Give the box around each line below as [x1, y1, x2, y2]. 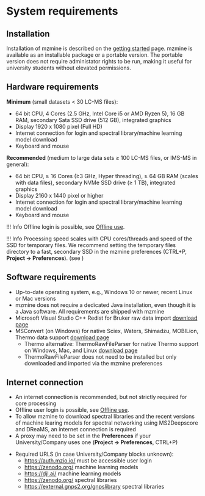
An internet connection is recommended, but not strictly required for [15, 394, 187, 401]
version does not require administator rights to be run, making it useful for [6, 58, 192, 65]
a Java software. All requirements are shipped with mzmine [15, 307, 165, 315]
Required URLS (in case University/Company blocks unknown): [15, 450, 174, 458]
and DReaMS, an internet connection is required [15, 426, 136, 433]
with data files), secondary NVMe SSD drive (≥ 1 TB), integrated [15, 179, 176, 186]
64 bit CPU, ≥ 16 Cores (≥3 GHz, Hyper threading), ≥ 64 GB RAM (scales [15, 172, 198, 179]
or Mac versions [15, 295, 56, 302]
